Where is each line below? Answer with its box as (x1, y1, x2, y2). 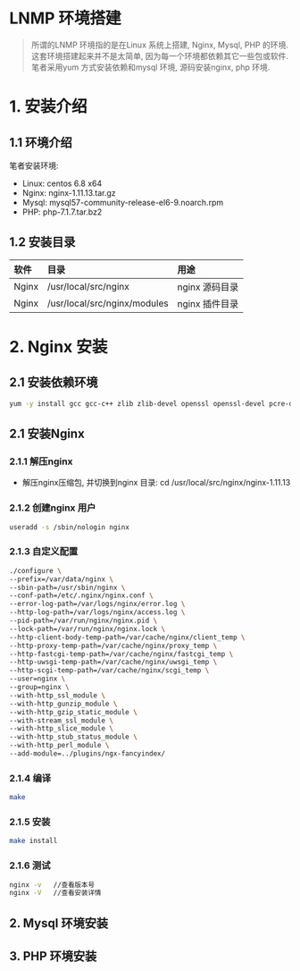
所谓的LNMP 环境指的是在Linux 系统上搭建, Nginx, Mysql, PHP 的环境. (30, 39, 288, 50)
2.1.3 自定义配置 (9, 545, 79, 558)
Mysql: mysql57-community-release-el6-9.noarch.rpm (21, 197, 224, 207)
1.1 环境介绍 (9, 135, 73, 150)
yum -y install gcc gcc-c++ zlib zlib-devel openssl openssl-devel (9, 399, 266, 408)
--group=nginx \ (9, 683, 70, 692)
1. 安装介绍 (9, 97, 87, 117)
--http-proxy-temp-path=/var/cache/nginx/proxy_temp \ (9, 641, 218, 650)
